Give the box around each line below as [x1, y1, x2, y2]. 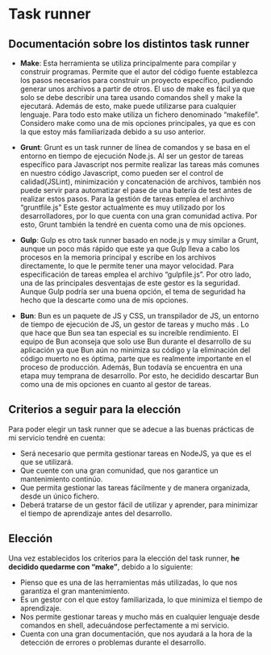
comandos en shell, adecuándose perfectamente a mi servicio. [19, 620, 230, 630]
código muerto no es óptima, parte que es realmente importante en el [19, 354, 252, 363]
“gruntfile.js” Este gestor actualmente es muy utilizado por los [19, 202, 226, 212]
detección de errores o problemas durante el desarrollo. [19, 637, 206, 647]
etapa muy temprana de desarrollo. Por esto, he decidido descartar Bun [19, 371, 259, 380]
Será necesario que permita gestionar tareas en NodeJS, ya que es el [19, 448, 252, 458]
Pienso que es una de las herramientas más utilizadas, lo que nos [19, 578, 238, 587]
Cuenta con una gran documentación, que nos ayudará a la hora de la [19, 628, 252, 638]
